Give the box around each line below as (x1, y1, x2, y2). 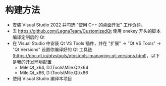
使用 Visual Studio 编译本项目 (12, 75, 72, 82)
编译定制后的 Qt (12, 34, 45, 40)
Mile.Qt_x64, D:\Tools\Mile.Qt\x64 (19, 64, 89, 70)
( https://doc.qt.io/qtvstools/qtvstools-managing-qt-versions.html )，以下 (12, 52, 160, 58)
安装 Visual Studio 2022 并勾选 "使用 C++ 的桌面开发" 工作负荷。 (12, 22, 145, 28)
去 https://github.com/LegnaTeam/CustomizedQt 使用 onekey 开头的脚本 (12, 28, 161, 34)
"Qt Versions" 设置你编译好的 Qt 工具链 (12, 46, 93, 52)
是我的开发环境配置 (12, 59, 52, 65)
